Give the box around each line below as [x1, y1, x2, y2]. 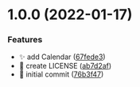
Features [7, 34, 43, 45]
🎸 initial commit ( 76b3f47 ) [18, 69, 104, 79]
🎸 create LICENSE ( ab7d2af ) [18, 61, 112, 71]
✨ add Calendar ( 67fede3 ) [18, 52, 106, 61]
